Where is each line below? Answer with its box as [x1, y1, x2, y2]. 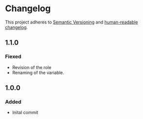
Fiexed [5, 53, 22, 60]
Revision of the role [12, 64, 51, 70]
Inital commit [12, 110, 38, 116]
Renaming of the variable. [12, 70, 65, 75]
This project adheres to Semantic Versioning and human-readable [5, 19, 138, 25]
